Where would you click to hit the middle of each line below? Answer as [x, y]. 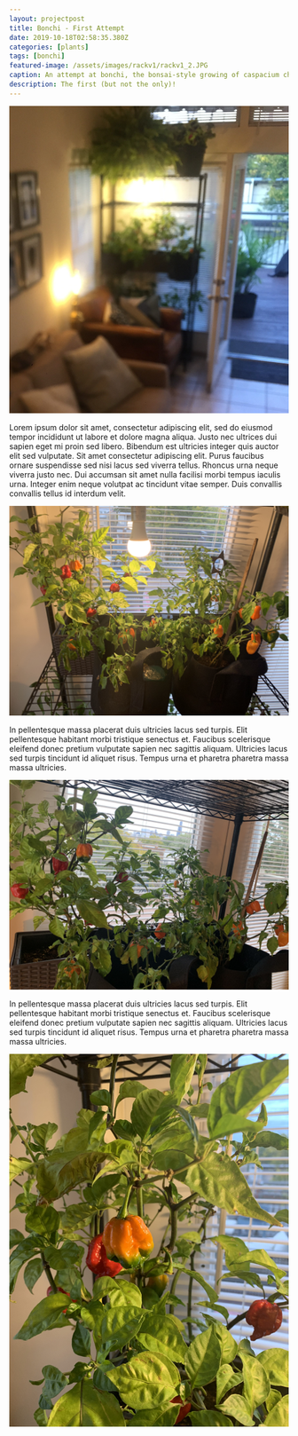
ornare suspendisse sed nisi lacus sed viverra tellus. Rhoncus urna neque [144, 465]
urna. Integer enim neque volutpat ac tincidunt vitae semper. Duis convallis [145, 484]
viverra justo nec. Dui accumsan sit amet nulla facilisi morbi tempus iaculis [145, 474]
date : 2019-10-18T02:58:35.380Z [69, 37]
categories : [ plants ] [49, 47]
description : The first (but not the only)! [93, 84]
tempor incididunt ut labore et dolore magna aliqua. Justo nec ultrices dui [143, 437]
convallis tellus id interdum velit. [68, 493]
